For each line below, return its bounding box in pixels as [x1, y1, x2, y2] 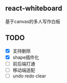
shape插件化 [12, 54, 40, 60]
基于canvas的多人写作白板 [5, 18, 61, 25]
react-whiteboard [5, 4, 62, 13]
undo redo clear [12, 73, 47, 79]
